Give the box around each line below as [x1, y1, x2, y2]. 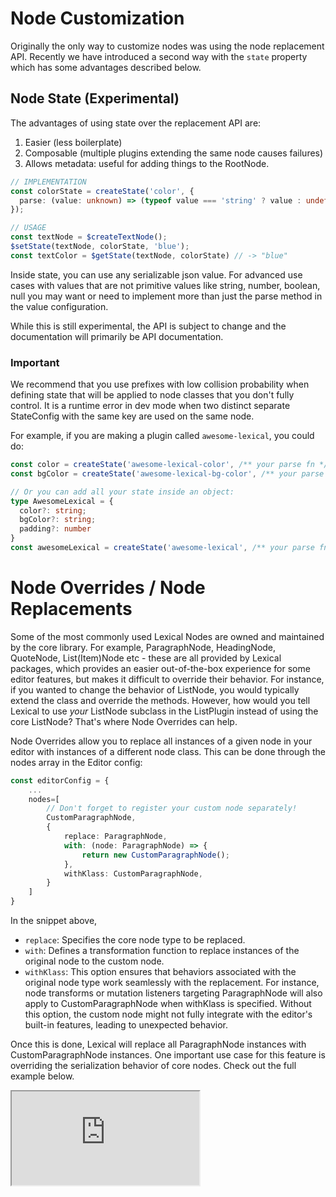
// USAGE [10, 223, 47, 233]
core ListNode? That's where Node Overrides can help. [10, 715, 238, 727]
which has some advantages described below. [10, 61, 202, 73]
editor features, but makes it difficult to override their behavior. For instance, [10, 673, 325, 685]
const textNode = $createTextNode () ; [10, 232, 168, 242]
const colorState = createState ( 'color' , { [10, 186, 195, 196]
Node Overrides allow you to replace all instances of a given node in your [10, 735, 313, 747]
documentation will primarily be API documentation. [10, 330, 224, 342]
